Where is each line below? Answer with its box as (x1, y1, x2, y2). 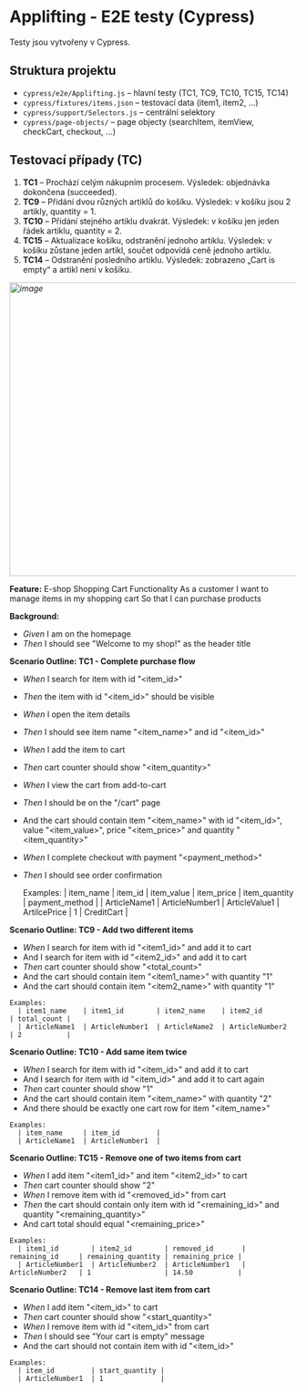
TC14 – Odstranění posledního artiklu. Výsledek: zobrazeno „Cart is (22, 254, 276, 265)
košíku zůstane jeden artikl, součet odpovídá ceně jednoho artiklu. (22, 244, 272, 255)
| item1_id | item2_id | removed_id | (17, 1243, 247, 1253)
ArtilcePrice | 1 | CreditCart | (22, 906, 128, 918)
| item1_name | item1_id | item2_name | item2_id (17, 1006, 262, 1015)
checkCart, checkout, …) (22, 126, 117, 137)
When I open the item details (22, 709, 130, 720)
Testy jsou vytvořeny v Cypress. (9, 36, 130, 47)
